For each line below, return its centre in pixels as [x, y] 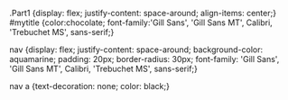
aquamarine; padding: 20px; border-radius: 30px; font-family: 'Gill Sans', [144, 59]
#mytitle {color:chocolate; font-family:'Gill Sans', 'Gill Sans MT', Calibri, [141, 23]
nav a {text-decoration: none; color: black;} [89, 86]
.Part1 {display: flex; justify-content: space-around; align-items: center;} [143, 13]
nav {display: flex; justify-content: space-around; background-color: [136, 50]
